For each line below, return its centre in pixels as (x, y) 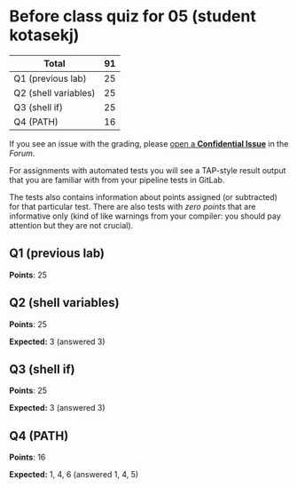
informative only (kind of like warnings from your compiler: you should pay (145, 216)
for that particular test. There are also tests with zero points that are (133, 206)
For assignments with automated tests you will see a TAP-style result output (148, 170)
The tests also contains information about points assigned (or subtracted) (143, 196)
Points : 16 (27, 457)
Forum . (22, 153)
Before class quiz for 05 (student (133, 16)
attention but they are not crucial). (71, 225)
